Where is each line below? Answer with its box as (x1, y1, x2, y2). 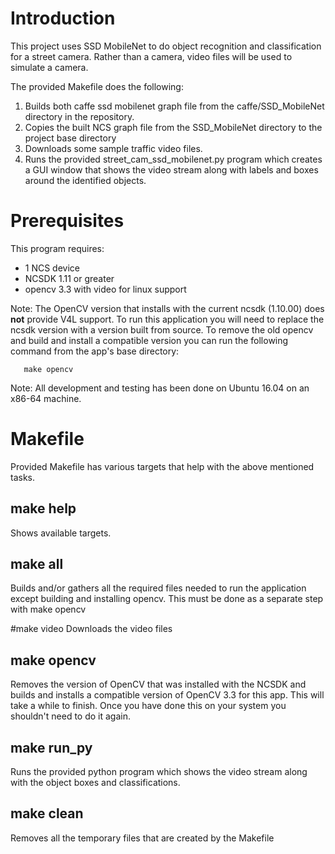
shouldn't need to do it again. (10, 710, 131, 722)
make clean (10, 805, 84, 822)
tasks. (10, 471, 36, 483)
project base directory (24, 132, 117, 144)
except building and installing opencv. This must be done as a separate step (10, 593, 324, 605)
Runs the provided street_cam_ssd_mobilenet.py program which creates (24, 153, 323, 165)
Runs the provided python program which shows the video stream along (10, 766, 308, 778)
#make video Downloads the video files (10, 623, 173, 635)
